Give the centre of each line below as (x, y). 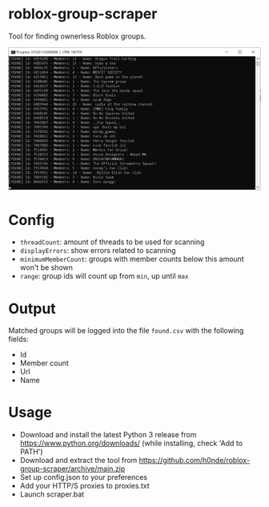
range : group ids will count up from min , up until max (104, 276)
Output (32, 308)
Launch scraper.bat (52, 494)
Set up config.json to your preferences (84, 477)
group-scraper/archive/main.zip (72, 469)
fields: (19, 339)
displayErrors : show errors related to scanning (98, 251)
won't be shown (46, 268)
